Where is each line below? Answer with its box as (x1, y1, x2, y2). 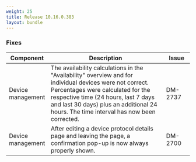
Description (89, 54, 123, 62)
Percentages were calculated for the (50, 85, 150, 94)
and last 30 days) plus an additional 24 (50, 100, 157, 108)
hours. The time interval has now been (50, 108, 156, 116)
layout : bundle (6, 19, 43, 25)
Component (10, 54, 44, 62)
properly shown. (50, 146, 96, 154)
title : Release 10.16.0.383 (6, 14, 75, 20)
